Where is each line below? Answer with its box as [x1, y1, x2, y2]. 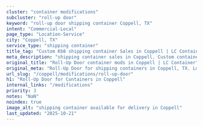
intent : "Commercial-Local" [6, 25, 77, 32]
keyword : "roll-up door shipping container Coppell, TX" [6, 20, 153, 26]
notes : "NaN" [6, 93, 39, 99]
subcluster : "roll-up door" [6, 15, 77, 21]
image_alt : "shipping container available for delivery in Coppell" [6, 104, 182, 111]
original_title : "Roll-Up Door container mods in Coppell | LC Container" [6, 59, 199, 65]
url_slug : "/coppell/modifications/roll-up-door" [6, 71, 134, 77]
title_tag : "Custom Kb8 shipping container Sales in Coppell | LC [6, 48, 177, 55]
